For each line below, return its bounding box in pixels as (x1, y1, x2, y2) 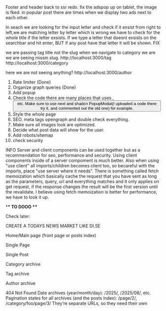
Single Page (5, 242, 30, 248)
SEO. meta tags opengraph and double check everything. (12, 117, 130, 122)
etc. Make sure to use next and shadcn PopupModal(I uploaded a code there (17, 101, 157, 106)
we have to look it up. (5, 194, 49, 200)
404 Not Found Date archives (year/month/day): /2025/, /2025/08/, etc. (5, 290, 151, 296)
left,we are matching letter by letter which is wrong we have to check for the (5, 30, 161, 35)
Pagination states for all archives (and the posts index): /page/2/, (5, 295, 137, 301)
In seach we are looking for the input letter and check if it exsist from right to (5, 24, 161, 30)
